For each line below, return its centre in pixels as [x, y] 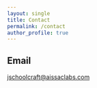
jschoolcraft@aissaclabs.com [48, 77]
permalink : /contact [37, 26]
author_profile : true [38, 33]
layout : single [29, 13]
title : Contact [29, 20]
